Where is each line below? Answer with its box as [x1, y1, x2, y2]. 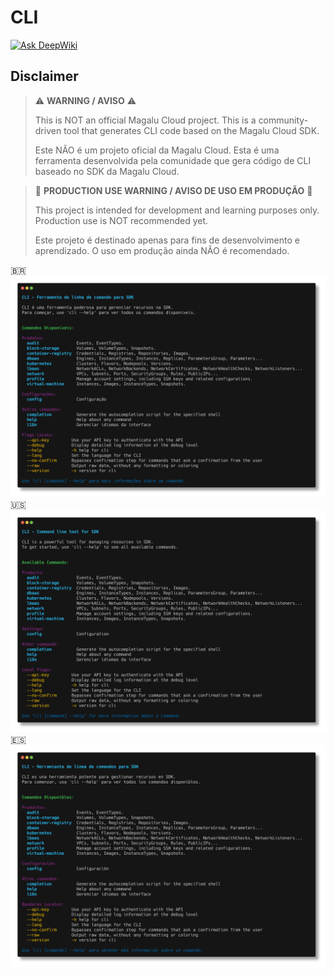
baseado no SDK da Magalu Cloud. [34, 165, 180, 177]
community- [258, 114, 309, 126]
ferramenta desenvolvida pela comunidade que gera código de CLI [34, 154, 312, 166]
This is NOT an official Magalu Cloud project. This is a [34, 114, 257, 126]
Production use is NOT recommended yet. [34, 214, 209, 226]
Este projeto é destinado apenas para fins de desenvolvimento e [34, 234, 300, 246]
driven [34, 124, 62, 136]
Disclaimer [10, 68, 79, 85]
